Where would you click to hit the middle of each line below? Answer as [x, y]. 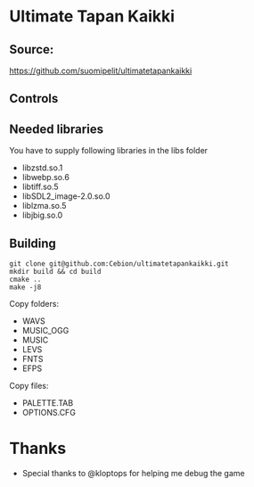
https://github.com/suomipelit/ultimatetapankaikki [101, 70]
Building [33, 243]
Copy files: [29, 386]
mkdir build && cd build [55, 272]
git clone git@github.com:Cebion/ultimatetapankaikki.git [119, 264]
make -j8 [25, 287]
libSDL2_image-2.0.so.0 [66, 196]
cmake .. [25, 280]
